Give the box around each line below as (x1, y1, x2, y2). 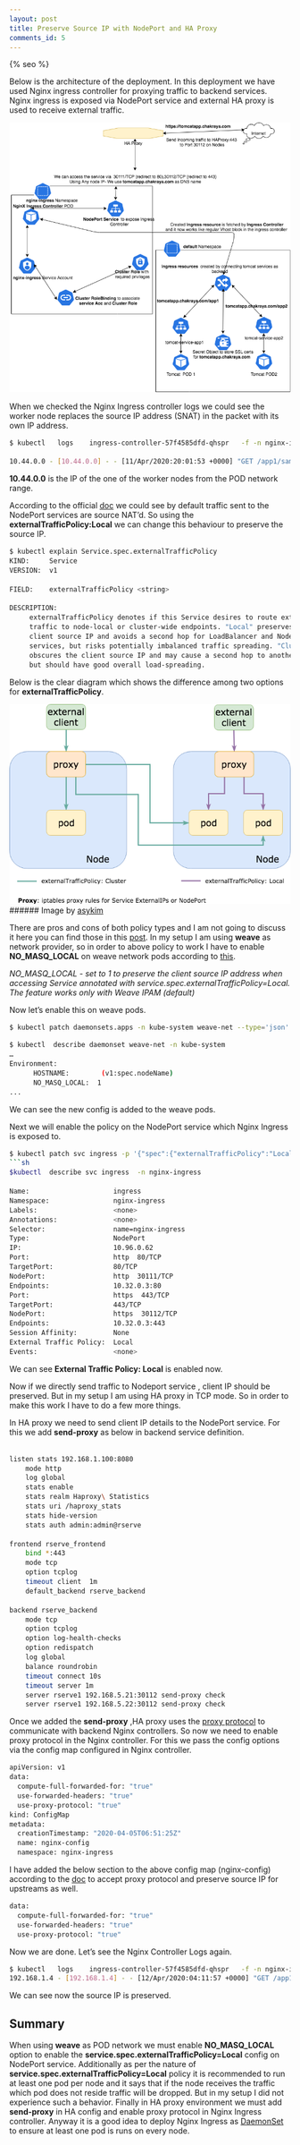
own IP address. (9, 420, 69, 430)
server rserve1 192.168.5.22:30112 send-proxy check (25, 1700, 226, 1709)
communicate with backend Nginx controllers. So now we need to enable (9, 1725, 279, 1736)
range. (9, 483, 34, 494)
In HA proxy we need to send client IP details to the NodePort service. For (9, 1417, 280, 1427)
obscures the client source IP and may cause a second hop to (29, 651, 266, 660)
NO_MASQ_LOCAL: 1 (32, 1078, 102, 1087)
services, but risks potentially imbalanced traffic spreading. (29, 641, 274, 651)
